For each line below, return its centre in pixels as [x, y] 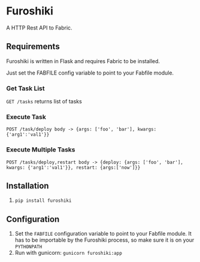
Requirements [33, 47]
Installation [28, 186]
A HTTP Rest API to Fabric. [40, 28]
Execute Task [26, 117]
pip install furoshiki [43, 201]
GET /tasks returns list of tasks [44, 102]
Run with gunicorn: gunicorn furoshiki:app [69, 253]
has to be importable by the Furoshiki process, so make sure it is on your [104, 240]
